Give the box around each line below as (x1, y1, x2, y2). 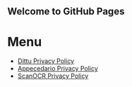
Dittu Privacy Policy (17, 57, 75, 65)
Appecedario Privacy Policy (17, 65, 99, 73)
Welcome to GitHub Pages (7, 6, 125, 18)
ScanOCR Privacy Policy (17, 72, 89, 80)
